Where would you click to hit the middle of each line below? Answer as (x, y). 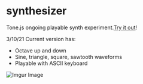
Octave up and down (41, 50)
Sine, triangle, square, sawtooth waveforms (69, 57)
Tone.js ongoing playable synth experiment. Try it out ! (72, 27)
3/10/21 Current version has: (41, 39)
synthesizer (36, 11)
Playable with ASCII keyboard (51, 63)
